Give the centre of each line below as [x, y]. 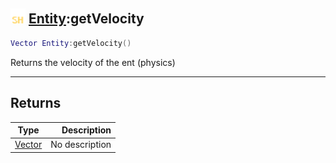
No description [81, 145]
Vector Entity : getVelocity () [71, 43]
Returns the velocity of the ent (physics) [93, 62]
